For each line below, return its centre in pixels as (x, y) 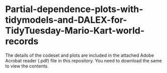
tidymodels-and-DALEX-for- (66, 20)
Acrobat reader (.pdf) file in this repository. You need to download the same (83, 60)
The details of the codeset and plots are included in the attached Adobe (80, 55)
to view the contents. (27, 66)
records (22, 42)
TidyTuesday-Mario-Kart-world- (75, 31)
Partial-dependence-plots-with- (74, 9)
